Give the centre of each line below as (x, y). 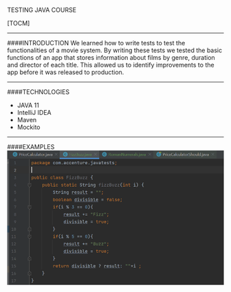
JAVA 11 (28, 105)
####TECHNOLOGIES (38, 92)
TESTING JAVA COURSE (42, 10)
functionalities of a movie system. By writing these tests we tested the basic (114, 50)
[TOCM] (19, 23)
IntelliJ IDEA (34, 112)
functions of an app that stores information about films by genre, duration (111, 57)
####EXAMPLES (31, 147)
